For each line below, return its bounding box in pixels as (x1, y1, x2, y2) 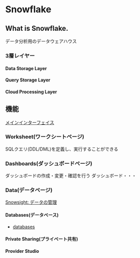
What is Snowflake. (5, 24, 68, 33)
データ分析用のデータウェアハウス (5, 38, 77, 44)
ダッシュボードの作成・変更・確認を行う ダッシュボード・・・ (5, 173, 136, 179)
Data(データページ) (5, 187, 53, 194)
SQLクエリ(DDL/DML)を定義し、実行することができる (5, 146, 119, 152)
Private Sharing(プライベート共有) (5, 236, 78, 242)
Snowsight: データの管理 (5, 199, 57, 205)
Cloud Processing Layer (5, 89, 57, 95)
